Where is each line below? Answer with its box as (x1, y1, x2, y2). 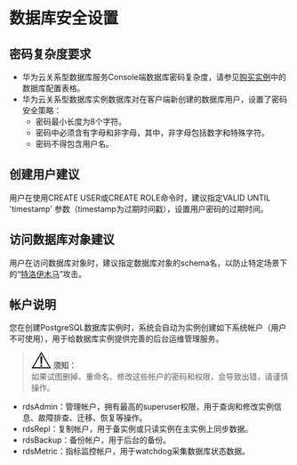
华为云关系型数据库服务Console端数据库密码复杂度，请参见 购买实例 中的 (21, 72, 287, 82)
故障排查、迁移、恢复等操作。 (37, 412, 148, 423)
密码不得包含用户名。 (35, 139, 114, 149)
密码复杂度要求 (9, 46, 92, 61)
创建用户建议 (9, 167, 80, 183)
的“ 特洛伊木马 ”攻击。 (9, 268, 87, 279)
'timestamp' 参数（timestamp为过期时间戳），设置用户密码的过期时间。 (9, 203, 269, 214)
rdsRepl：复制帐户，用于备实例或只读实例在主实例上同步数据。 (21, 424, 253, 435)
